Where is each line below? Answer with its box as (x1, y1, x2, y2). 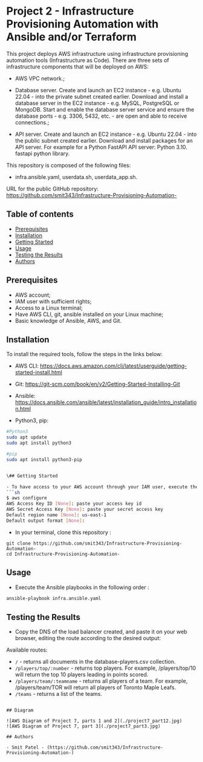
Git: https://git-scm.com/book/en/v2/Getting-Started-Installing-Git (14, 380, 180, 388)
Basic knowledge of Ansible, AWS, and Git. (14, 317, 122, 324)
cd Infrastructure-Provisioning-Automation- (6, 551, 120, 557)
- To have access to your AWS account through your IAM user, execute (6, 484, 188, 490)
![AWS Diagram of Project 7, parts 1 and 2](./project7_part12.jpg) (6, 718, 182, 724)
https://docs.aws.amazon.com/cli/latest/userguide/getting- (40, 362, 187, 369)
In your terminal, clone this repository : (14, 528, 112, 536)
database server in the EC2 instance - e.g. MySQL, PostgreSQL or (14, 99, 179, 107)
